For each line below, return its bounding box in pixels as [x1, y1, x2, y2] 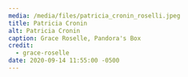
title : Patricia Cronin [8, 19, 88, 27]
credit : [8, 42, 34, 50]
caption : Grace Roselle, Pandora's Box [8, 34, 142, 43]
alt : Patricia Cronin [8, 26, 81, 34]
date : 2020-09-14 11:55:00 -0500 [8, 57, 120, 65]
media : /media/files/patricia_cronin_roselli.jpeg [8, 11, 181, 20]
